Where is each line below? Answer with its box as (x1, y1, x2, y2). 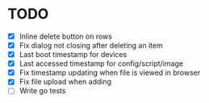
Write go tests (19, 86, 66, 96)
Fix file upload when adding (19, 77, 112, 87)
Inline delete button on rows (19, 31, 112, 41)
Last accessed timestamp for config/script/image (19, 59, 183, 68)
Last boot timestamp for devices (19, 50, 127, 60)
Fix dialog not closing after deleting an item (19, 41, 163, 50)
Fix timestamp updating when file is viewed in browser (19, 68, 201, 77)
